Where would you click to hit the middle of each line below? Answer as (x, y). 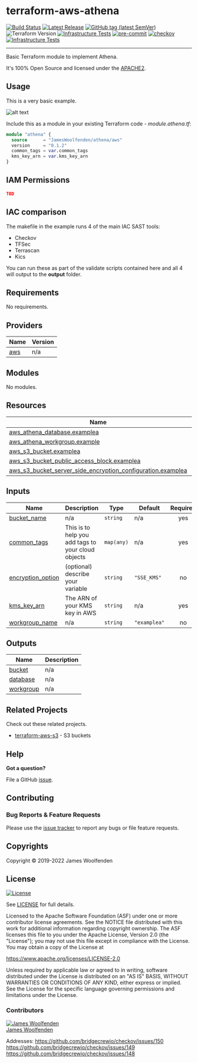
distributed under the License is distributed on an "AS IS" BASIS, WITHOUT (97, 976)
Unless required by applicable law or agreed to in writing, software (87, 970)
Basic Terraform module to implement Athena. (62, 57)
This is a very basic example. (41, 101)
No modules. (22, 387)
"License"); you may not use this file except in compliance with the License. (98, 941)
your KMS (78, 605)
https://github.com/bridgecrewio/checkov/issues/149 (71, 1047)
